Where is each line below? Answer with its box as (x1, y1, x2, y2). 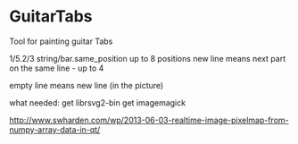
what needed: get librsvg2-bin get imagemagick (9, 97, 186, 108)
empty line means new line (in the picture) (9, 80, 164, 90)
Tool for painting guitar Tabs (9, 36, 113, 47)
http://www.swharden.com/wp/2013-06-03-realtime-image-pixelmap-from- (9, 114, 289, 125)
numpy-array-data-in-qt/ (9, 123, 101, 135)
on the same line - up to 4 (9, 63, 104, 73)
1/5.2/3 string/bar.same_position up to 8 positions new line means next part (9, 53, 286, 64)
